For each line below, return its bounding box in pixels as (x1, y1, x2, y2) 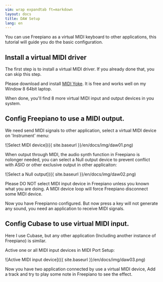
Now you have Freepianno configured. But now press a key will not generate (5, 200, 158, 206)
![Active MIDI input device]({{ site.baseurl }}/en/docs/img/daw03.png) (5, 256, 145, 263)
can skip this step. (5, 71, 42, 77)
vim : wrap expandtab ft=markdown (5, 7, 73, 12)
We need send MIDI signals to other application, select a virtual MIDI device (5, 127, 157, 133)
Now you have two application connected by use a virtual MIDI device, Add (5, 266, 156, 272)
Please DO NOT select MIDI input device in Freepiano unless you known (5, 180, 149, 186)
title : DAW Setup (5, 16, 40, 21)
